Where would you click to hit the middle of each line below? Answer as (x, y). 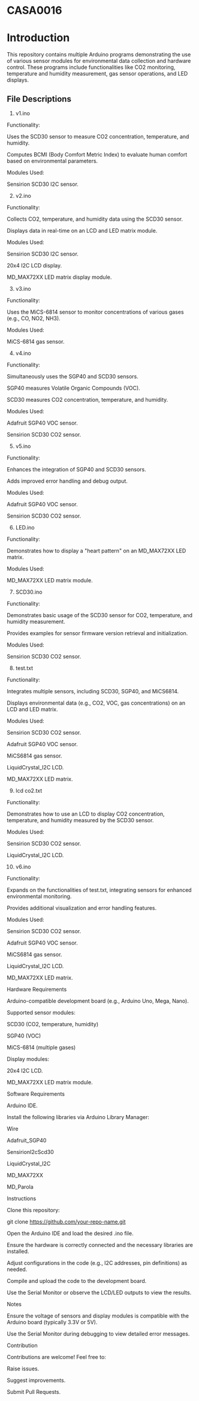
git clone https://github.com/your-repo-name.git (66, 1222)
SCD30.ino (29, 592)
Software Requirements (36, 1094)
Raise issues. (23, 1369)
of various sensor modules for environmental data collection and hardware (99, 61)
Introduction (38, 38)
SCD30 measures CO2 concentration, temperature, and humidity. (88, 399)
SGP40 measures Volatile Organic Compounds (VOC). (73, 388)
